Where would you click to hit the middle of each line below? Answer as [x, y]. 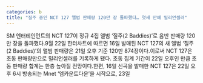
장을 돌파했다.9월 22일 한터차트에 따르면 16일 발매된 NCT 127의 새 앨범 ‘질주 [103, 43]
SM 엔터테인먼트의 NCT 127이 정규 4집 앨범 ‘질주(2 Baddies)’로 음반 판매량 [96, 35]
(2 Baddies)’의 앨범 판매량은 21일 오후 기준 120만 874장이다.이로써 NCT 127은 [99, 51]
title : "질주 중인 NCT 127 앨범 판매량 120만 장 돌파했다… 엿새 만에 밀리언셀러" [97, 18]
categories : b [24, 12]
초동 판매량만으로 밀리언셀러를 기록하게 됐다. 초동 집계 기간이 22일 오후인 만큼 [98, 58]
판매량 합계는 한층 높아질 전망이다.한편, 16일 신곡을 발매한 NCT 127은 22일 [101, 66]
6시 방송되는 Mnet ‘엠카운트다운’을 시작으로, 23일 [71, 73]
